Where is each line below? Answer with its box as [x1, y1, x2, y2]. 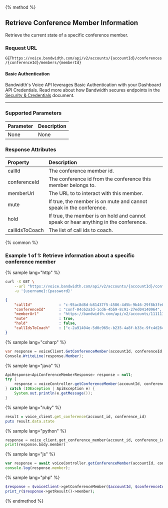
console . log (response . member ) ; [5, 465, 70, 470]
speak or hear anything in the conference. [48, 218, 147, 225]
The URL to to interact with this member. [48, 189, 143, 196]
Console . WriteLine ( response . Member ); [5, 353, 84, 358]
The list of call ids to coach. [48, 226, 113, 233]
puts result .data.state [5, 418, 55, 424]
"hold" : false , [14, 321, 77, 326]
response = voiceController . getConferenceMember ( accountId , [14, 381, 142, 386]
